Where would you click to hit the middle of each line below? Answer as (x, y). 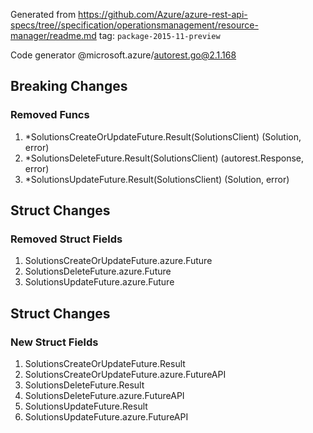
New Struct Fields (54, 342)
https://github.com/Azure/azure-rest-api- (163, 14)
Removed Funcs (50, 115)
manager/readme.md (53, 35)
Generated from (43, 14)
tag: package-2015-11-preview (159, 35)
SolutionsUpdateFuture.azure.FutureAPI (106, 417)
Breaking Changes (69, 86)
